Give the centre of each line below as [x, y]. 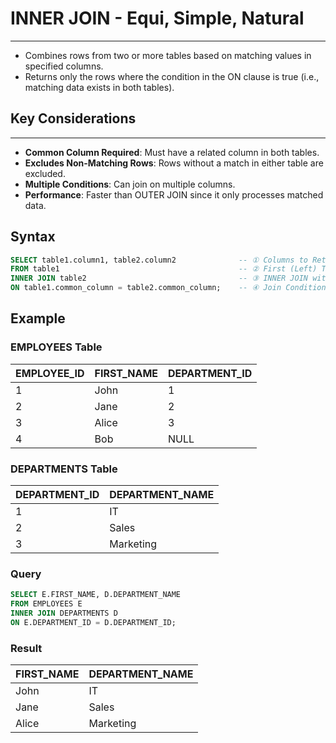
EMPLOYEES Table [56, 347]
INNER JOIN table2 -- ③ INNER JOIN [159, 278]
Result [26, 648]
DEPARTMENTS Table [64, 469]
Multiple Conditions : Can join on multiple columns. [130, 184]
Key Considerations [73, 118]
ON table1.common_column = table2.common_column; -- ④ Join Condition [168, 288]
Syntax [33, 237]
